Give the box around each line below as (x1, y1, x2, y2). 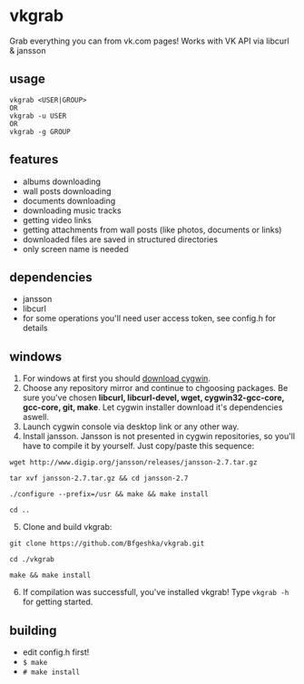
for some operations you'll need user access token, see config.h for (22, 313, 277, 324)
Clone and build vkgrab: (22, 522, 113, 533)
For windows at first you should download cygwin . (22, 373, 211, 384)
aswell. (22, 412, 50, 423)
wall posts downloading (22, 185, 112, 196)
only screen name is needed (22, 243, 129, 254)
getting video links (22, 214, 93, 225)
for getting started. (22, 596, 93, 608)
